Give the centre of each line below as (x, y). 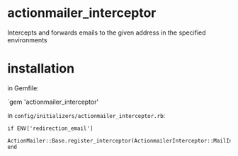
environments (27, 40)
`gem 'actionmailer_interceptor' (53, 102)
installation (41, 69)
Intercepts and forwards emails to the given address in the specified (107, 32)
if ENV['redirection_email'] (50, 128)
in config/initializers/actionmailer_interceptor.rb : (86, 115)
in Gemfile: (23, 88)
